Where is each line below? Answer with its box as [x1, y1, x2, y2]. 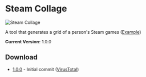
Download [5, 53, 37, 62]
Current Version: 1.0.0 [5, 38, 51, 45]
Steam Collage [5, 3, 67, 14]
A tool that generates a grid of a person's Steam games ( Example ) [5, 29, 141, 35]
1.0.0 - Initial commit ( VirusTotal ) [12, 66, 79, 72]
